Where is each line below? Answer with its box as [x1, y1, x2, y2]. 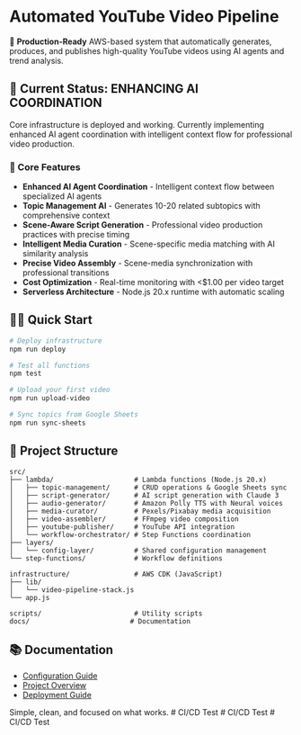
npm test [9, 369, 42, 379]
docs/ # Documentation [9, 616, 191, 626]
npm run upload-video [9, 394, 91, 403]
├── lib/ [9, 578, 42, 587]
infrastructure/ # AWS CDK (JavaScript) [9, 569, 223, 578]
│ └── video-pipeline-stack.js [9, 585, 135, 595]
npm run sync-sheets [9, 418, 87, 427]
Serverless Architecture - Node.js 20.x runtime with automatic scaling [22, 286, 285, 298]
